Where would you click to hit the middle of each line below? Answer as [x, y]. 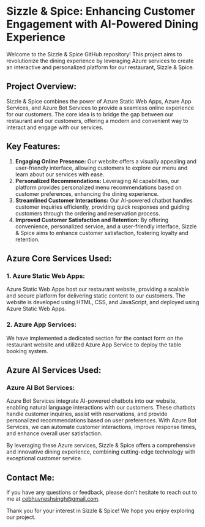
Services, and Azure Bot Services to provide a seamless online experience [100, 108]
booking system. [27, 351]
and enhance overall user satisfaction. [54, 433]
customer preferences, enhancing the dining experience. [87, 193]
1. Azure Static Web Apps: [46, 275]
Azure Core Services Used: [59, 258]
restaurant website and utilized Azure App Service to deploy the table [94, 345]
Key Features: [33, 147]
